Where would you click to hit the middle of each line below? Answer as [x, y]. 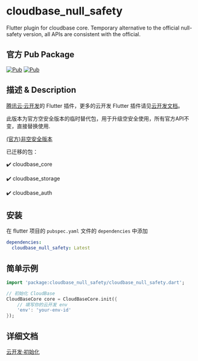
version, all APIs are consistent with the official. [82, 34]
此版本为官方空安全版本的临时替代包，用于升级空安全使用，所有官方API [95, 118]
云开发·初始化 [23, 352]
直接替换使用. [34, 126]
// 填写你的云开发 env [42, 305]
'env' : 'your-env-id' [44, 310]
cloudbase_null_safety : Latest [51, 248]
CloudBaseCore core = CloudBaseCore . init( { [62, 299]
